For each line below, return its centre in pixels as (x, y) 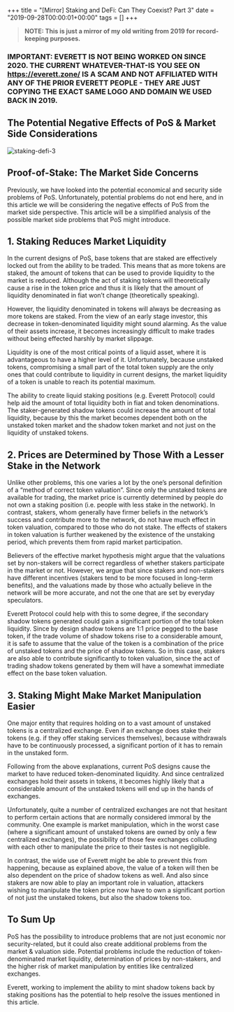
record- (207, 31)
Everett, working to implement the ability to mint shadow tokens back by (111, 987)
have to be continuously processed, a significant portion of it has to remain (115, 745)
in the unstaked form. (38, 752)
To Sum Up (31, 920)
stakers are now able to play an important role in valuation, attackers (105, 883)
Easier (21, 706)
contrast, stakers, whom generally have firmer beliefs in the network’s (108, 512)
